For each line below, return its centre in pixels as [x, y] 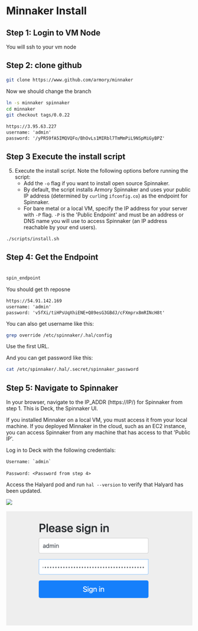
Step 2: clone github [44, 65]
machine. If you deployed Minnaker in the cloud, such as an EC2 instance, [96, 426]
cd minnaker [21, 109]
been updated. [24, 491]
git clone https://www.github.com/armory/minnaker [70, 80]
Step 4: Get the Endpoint [52, 258]
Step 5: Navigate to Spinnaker [62, 388]
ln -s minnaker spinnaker [38, 103]
